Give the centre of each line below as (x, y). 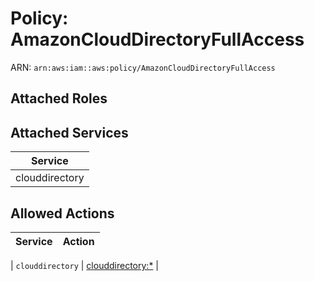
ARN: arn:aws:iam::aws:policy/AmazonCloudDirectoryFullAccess (143, 67)
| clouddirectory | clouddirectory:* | (84, 265)
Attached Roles (59, 98)
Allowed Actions (62, 213)
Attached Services (69, 132)
